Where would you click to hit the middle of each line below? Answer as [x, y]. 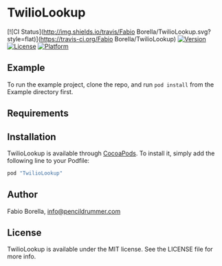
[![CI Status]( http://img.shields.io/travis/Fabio [71, 32]
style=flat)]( [24, 38]
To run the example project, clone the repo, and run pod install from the [111, 85]
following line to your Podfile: [48, 160]
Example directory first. [40, 91]
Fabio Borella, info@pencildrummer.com [64, 211]
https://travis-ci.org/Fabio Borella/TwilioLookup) [108, 38]
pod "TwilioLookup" [35, 173]
